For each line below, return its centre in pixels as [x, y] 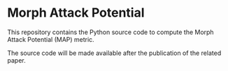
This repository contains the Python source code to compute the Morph [111, 32]
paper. [16, 60]
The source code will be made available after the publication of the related [114, 53]
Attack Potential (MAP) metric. [51, 39]
